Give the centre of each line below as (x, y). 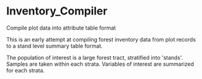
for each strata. (26, 70)
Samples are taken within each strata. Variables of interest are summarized (100, 64)
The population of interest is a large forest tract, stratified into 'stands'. (95, 57)
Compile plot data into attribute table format (61, 28)
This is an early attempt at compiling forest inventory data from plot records (101, 39)
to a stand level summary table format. (54, 46)
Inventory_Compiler (57, 11)
